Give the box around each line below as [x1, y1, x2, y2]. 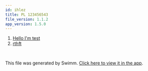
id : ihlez [5, 7, 26, 13]
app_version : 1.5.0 [5, 21, 46, 27]
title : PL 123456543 [5, 12, 49, 17]
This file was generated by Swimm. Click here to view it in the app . [5, 60, 143, 66]
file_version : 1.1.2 [5, 17, 49, 22]
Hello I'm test [12, 35, 40, 41]
